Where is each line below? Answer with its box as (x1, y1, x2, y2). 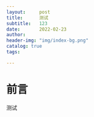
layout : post (6, 9, 51, 15)
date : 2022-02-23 (6, 26, 67, 32)
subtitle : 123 (6, 20, 48, 26)
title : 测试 (6, 15, 49, 21)
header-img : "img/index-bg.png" (6, 37, 89, 43)
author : (6, 32, 26, 38)
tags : (6, 49, 20, 55)
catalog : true (6, 43, 43, 50)
